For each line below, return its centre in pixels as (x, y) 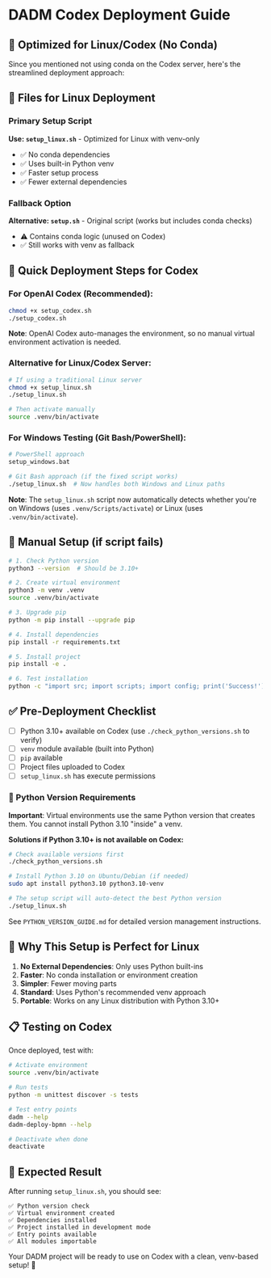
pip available (41, 758)
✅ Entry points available (52, 1234)
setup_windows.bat (39, 462)
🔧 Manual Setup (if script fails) (86, 542)
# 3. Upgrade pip (38, 613)
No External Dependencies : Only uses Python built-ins (112, 966)
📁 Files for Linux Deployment (82, 98)
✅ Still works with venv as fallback (77, 245)
